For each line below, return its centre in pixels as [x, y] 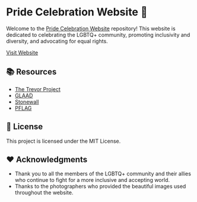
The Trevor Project [38, 89]
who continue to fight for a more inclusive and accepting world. [92, 180]
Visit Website [22, 52]
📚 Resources [31, 72]
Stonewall [27, 102]
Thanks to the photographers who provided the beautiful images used [100, 187]
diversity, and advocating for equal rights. [57, 41]
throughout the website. [44, 193]
